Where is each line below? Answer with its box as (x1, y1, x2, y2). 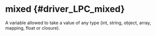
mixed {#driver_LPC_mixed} (5, 3, 125, 15)
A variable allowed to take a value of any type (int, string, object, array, (5, 20, 151, 26)
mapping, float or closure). (5, 25, 60, 31)
